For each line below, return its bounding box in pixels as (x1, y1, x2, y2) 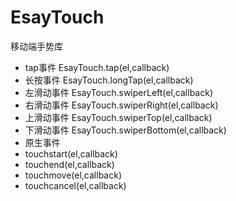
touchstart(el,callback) (24, 147, 118, 160)
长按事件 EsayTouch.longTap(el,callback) (24, 74, 194, 86)
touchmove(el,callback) (24, 169, 123, 181)
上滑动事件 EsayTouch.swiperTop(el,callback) (24, 111, 213, 123)
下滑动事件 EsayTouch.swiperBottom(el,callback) (24, 124, 227, 136)
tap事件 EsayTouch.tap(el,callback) (24, 61, 170, 73)
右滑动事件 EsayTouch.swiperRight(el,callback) (24, 99, 219, 111)
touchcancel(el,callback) (24, 179, 127, 191)
